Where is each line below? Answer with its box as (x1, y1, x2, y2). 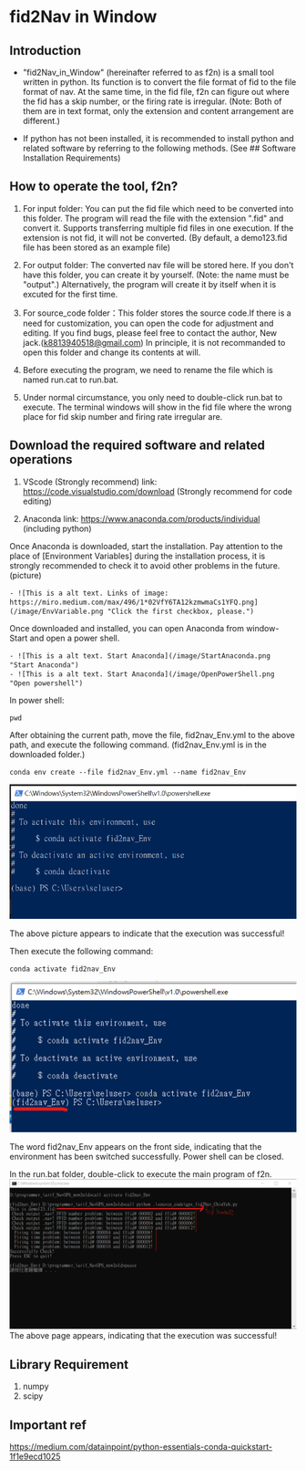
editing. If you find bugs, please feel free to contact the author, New (22, 327, 278, 339)
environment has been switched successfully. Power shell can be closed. (9, 1152, 284, 1162)
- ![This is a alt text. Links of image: (9, 589, 169, 598)
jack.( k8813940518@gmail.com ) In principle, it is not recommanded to (22, 337, 286, 348)
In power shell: (9, 694, 65, 705)
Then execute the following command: (9, 945, 154, 956)
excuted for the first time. (22, 288, 118, 299)
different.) (22, 116, 61, 126)
